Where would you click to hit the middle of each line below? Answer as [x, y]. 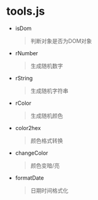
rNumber [27, 53]
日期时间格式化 [49, 190]
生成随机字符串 [49, 91]
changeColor [32, 153]
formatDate [29, 178]
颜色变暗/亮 [45, 165]
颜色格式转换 [47, 140]
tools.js [26, 11]
